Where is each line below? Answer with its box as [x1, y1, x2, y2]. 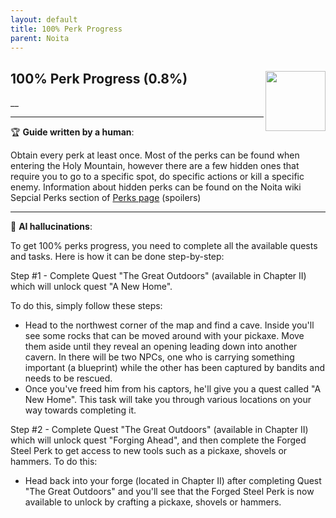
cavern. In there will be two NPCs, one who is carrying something [24, 351, 295, 363]
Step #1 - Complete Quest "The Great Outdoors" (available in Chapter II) [10, 270, 307, 282]
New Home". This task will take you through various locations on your [24, 394, 312, 406]
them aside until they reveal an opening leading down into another [24, 341, 298, 353]
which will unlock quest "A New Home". [10, 281, 173, 293]
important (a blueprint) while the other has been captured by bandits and [24, 362, 326, 374]
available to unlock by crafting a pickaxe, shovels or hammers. [24, 496, 282, 508]
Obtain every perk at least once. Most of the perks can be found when [10, 149, 300, 161]
